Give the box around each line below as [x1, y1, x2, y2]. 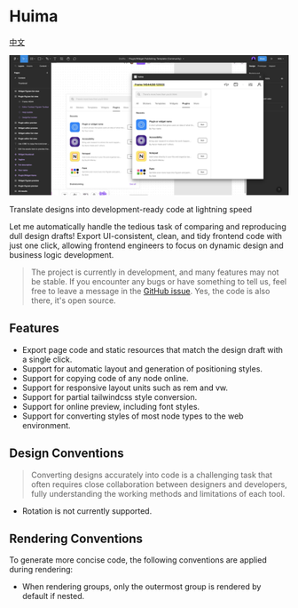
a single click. [21, 354, 73, 364]
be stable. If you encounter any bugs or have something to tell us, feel [30, 276, 286, 286]
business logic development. [9, 249, 114, 260]
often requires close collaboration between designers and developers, [30, 478, 288, 490]
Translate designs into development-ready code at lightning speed [9, 204, 253, 214]
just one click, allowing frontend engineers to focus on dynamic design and [9, 240, 284, 251]
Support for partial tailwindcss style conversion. [21, 391, 198, 402]
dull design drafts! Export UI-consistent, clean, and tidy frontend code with [9, 230, 282, 241]
